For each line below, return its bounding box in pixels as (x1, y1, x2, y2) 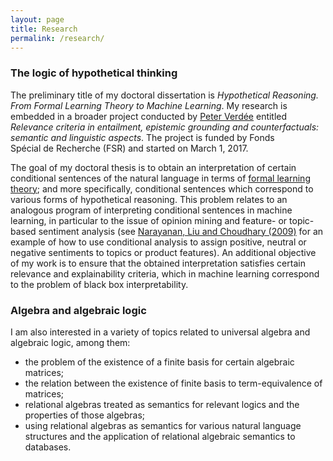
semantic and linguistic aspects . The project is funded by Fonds (10, 131, 275, 143)
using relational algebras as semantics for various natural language (24, 419, 302, 431)
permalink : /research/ (10, 33, 105, 43)
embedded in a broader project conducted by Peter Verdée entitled (10, 110, 288, 122)
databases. (24, 441, 72, 453)
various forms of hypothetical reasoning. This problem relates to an (10, 193, 288, 205)
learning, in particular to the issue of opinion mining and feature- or (10, 214, 288, 226)
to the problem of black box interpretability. (10, 278, 189, 290)
